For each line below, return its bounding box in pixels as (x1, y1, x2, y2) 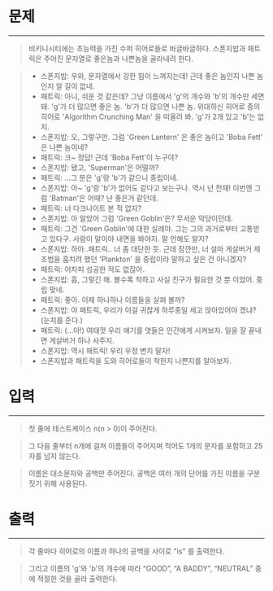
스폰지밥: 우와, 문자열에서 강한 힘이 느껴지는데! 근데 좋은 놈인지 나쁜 (40, 71, 255, 81)
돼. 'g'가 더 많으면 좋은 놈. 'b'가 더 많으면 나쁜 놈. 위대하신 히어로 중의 (40, 101, 261, 111)
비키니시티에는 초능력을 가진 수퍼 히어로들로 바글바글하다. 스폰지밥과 (28, 43, 246, 53)
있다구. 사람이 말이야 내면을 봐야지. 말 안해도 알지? (49, 234, 209, 243)
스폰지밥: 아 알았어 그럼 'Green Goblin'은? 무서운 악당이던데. (40, 213, 234, 223)
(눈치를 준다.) (40, 315, 84, 325)
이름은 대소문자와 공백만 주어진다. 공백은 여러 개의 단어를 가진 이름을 (28, 468, 245, 478)
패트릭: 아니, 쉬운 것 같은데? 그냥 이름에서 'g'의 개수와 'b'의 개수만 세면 (40, 91, 265, 101)
